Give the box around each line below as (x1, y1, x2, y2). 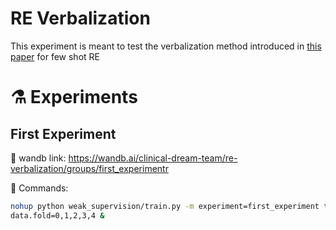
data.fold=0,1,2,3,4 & (10, 210, 105, 221)
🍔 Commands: (10, 182, 69, 194)
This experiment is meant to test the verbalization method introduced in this (10, 40, 322, 52)
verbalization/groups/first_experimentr (10, 162, 169, 174)
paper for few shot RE (10, 50, 100, 62)
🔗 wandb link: (10, 152, 67, 164)
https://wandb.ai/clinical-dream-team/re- (68, 152, 238, 164)
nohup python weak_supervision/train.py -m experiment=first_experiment (10, 201, 320, 211)
